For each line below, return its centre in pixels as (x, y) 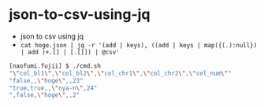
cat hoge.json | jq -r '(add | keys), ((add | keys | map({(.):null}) (139, 45)
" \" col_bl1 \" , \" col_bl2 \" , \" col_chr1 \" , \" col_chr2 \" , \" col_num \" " (120, 73)
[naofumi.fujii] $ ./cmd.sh (55, 66)
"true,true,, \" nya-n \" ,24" (53, 88)
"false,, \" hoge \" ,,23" (46, 80)
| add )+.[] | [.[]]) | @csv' (70, 52)
